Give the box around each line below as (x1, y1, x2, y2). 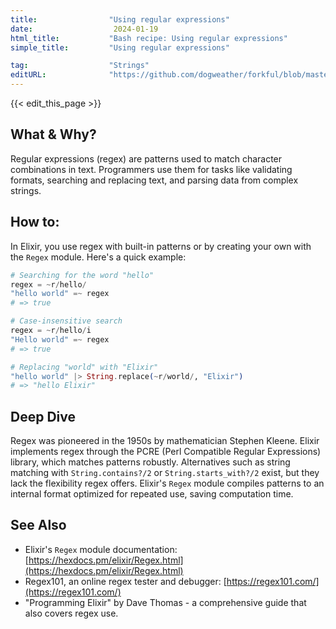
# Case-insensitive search (10, 316, 123, 326)
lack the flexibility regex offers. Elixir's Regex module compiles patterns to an (10, 477, 325, 490)
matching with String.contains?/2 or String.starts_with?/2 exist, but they (10, 467, 320, 479)
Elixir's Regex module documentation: (24, 543, 178, 555)
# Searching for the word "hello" (10, 270, 155, 280)
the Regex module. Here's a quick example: (10, 251, 187, 263)
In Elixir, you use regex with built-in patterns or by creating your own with (10, 240, 312, 252)
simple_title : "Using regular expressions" (10, 42, 230, 53)
